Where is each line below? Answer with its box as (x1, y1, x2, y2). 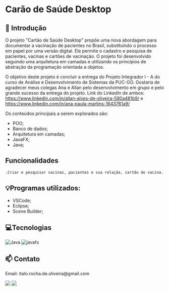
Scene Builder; (12, 208, 43, 214)
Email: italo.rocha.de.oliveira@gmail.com (5, 271, 90, 277)
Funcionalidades (5, 156, 59, 165)
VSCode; (12, 197, 32, 203)
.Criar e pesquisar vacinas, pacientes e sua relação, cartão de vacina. (5, 170, 164, 175)
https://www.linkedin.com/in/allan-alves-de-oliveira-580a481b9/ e (5, 95, 143, 101)
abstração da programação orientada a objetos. (5, 64, 104, 70)
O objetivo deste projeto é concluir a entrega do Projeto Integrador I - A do (5, 74, 160, 79)
